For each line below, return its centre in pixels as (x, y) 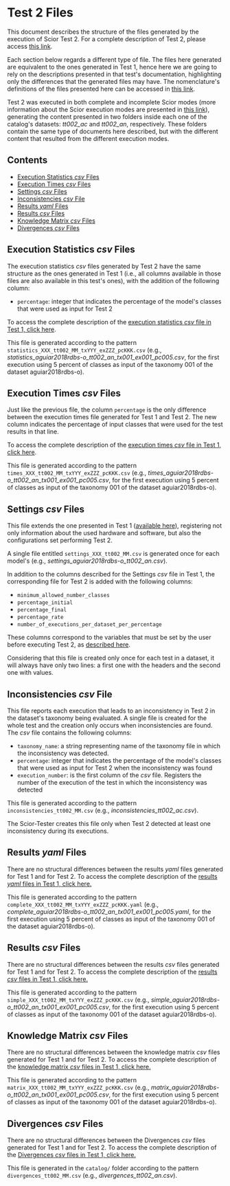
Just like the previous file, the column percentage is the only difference (107, 410)
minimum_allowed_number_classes (63, 596)
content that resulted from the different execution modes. (88, 138)
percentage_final (42, 610)
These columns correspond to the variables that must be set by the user (109, 638)
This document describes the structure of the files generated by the (103, 32)
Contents (27, 160)
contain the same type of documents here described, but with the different (113, 131)
